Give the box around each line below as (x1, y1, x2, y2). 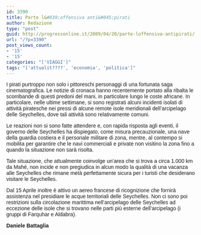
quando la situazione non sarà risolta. (6, 147, 94, 153)
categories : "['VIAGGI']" (6, 59, 71, 65)
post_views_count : (6, 43, 52, 49)
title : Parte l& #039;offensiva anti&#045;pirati (6, 14, 131, 20)
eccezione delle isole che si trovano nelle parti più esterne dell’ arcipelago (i (6, 205, 181, 212)
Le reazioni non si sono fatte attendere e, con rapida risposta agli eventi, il (6, 123, 179, 129)
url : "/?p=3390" (6, 37, 47, 43)
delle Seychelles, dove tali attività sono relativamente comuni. (6, 111, 150, 118)
